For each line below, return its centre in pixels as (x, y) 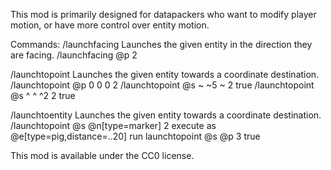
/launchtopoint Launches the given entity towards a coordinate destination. (165, 74)
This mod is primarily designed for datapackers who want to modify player (163, 14)
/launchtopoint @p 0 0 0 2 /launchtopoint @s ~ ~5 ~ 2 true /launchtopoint (162, 85)
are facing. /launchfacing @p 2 (74, 55)
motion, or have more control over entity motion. (110, 25)
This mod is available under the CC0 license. (102, 155)
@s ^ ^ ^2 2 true (43, 95)
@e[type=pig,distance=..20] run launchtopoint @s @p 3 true (135, 136)
